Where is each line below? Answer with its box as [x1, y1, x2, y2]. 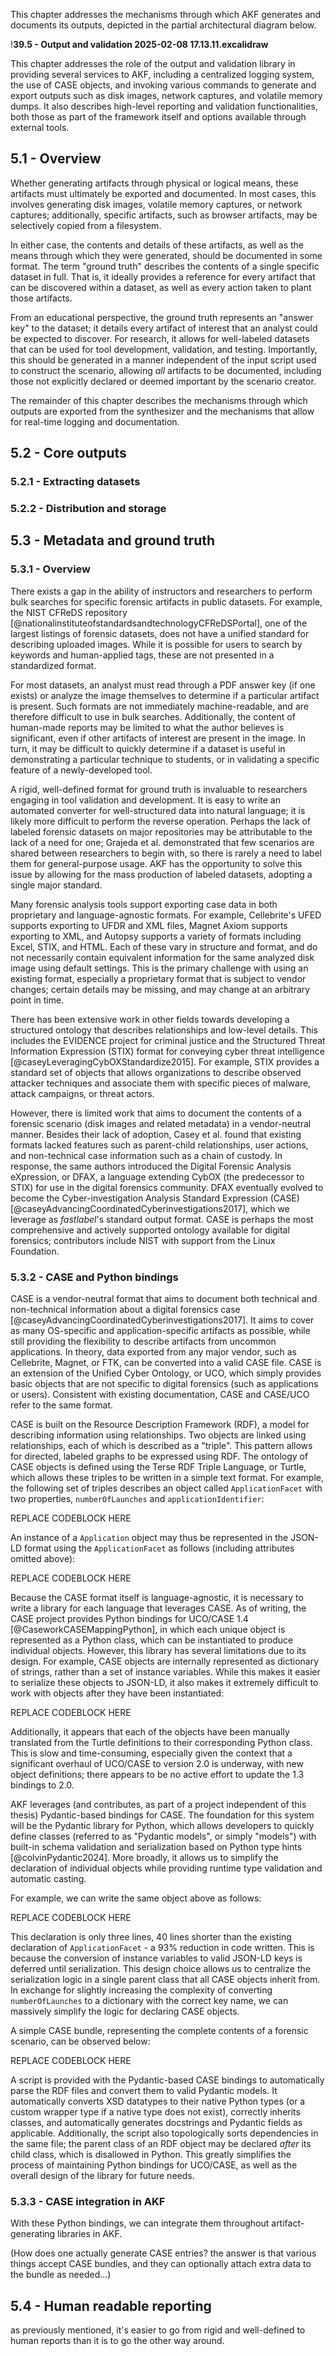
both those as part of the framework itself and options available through [10, 111, 307, 123]
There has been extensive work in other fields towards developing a [10, 1013, 290, 1025]
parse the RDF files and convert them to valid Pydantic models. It [10, 2085, 278, 2097]
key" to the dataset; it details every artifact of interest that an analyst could [10, 322, 318, 334]
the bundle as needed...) [10, 2269, 112, 2281]
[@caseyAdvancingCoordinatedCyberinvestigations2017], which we [10, 1202, 290, 1214]
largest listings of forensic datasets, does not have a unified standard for [10, 627, 310, 639]
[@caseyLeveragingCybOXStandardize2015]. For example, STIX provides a [10, 1055, 320, 1068]
